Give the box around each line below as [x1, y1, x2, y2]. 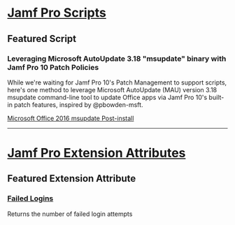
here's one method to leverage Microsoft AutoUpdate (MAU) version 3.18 [7, 85, 218, 94]
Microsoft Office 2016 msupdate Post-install [7, 114, 134, 122]
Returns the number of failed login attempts [7, 210, 133, 218]
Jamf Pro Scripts [7, 5, 106, 21]
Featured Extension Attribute [7, 173, 136, 184]
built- [208, 93, 225, 101]
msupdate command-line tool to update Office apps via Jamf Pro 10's [7, 93, 208, 101]
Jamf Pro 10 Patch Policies [7, 62, 99, 72]
